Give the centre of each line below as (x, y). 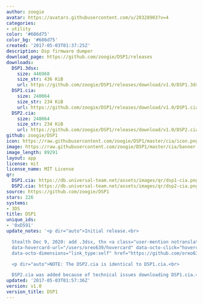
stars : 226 (20, 197)
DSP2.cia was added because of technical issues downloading (90, 275)
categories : (21, 23)
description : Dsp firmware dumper (50, 51)
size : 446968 (34, 74)
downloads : (20, 62)
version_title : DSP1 (32, 292)
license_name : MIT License (40, 169)
